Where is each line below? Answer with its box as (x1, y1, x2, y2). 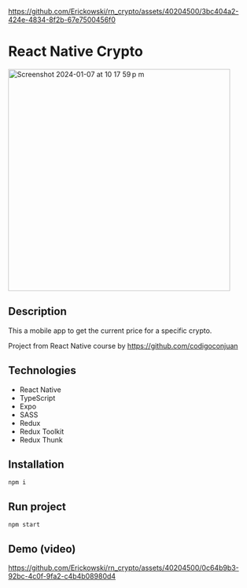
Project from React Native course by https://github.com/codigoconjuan (8, 341, 238, 350)
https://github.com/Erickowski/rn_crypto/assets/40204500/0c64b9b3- (8, 563, 240, 572)
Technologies (8, 364, 77, 377)
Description (8, 305, 67, 318)
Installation (8, 457, 65, 471)
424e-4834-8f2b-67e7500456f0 (8, 15, 116, 24)
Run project (8, 500, 67, 513)
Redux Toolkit (19, 427, 65, 436)
